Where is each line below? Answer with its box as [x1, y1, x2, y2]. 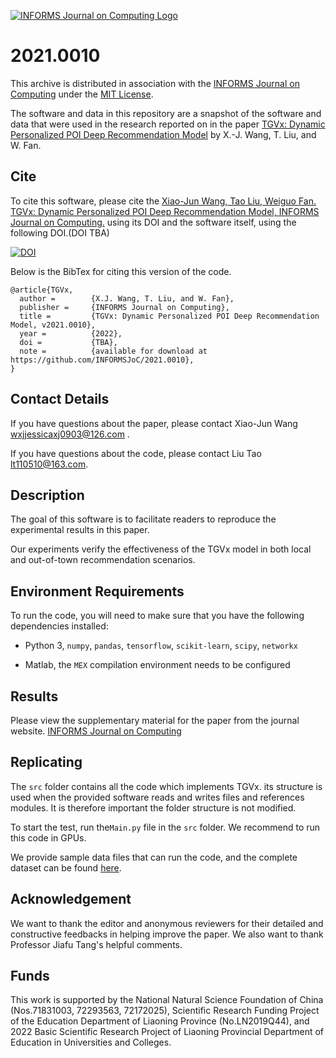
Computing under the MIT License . [10, 88, 154, 100]
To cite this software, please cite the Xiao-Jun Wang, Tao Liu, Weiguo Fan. [10, 195, 317, 207]
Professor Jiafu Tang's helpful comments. [10, 938, 183, 950]
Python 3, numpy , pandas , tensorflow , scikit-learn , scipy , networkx [24, 640, 298, 652]
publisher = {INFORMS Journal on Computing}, [19, 302, 230, 312]
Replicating [10, 754, 83, 771]
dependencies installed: [10, 620, 109, 632]
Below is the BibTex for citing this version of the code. [10, 265, 232, 277]
